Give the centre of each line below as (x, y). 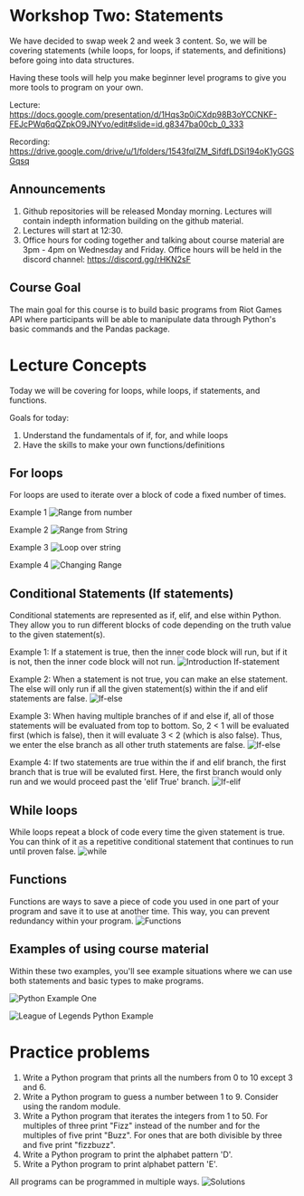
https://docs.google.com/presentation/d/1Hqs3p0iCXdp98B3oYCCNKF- (143, 114)
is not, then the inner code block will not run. (93, 662)
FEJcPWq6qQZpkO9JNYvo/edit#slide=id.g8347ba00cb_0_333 (127, 124)
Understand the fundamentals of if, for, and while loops (125, 435)
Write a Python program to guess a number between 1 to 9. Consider (150, 1096)
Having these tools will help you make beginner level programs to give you (148, 77)
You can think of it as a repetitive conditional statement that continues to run (152, 841)
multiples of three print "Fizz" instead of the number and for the (141, 1125)
